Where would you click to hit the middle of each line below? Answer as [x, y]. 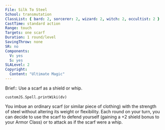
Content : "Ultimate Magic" [37, 74]
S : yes [16, 60]
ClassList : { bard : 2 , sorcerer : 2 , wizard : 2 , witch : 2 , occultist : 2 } [82, 19]
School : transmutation [28, 14]
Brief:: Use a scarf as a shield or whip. [44, 88]
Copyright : [16, 70]
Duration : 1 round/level [31, 38]
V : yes [16, 56]
